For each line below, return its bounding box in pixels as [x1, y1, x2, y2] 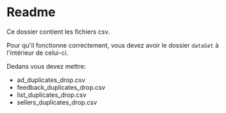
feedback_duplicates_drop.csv [16, 83, 106, 91]
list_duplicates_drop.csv [16, 91, 87, 99]
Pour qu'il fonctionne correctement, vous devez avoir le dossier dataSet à [6, 41, 219, 49]
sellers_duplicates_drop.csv [16, 98, 98, 106]
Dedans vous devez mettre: [6, 62, 86, 70]
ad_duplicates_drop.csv [16, 75, 86, 84]
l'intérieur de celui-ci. [6, 48, 69, 57]
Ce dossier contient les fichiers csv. [6, 27, 110, 36]
